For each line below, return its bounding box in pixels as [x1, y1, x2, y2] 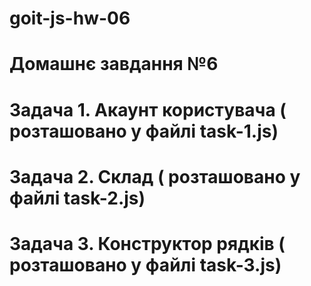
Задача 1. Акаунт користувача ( [9, 98, 287, 121]
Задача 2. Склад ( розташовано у [9, 165, 301, 188]
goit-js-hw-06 [9, 7, 131, 30]
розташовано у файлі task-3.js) [9, 253, 282, 276]
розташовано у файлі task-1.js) [9, 120, 279, 142]
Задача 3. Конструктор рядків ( [9, 232, 286, 255]
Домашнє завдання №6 [9, 53, 219, 76]
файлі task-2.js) [9, 187, 146, 209]
